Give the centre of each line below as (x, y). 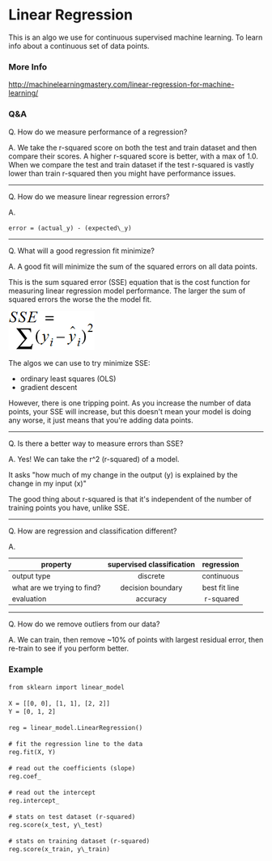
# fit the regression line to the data (76, 744)
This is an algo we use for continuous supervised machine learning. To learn (136, 37)
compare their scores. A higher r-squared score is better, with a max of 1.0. (134, 156)
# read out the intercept (52, 792)
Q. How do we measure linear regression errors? (89, 197)
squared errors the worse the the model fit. (80, 299)
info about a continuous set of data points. (79, 45)
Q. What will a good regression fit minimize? (82, 250)
